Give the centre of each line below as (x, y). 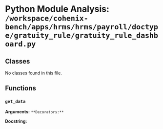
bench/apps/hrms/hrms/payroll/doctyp (82, 27)
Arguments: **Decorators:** (35, 111)
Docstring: (16, 121)
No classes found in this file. (33, 73)
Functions (21, 88)
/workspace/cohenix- (47, 18)
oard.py (20, 44)
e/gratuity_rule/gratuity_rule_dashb (82, 35)
